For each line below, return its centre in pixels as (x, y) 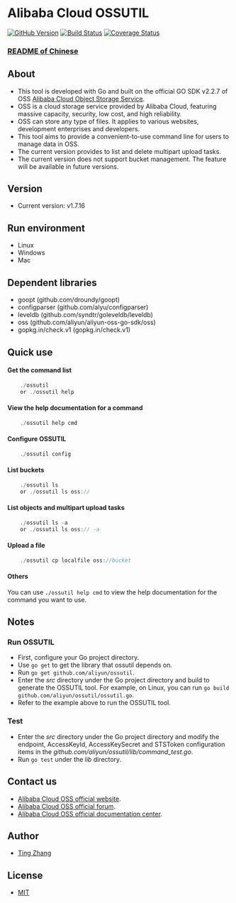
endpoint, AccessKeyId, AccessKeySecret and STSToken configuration (121, 744)
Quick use (30, 352)
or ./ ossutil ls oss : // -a (60, 529)
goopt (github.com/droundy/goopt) (69, 300)
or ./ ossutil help (47, 392)
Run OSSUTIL (31, 642)
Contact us (32, 782)
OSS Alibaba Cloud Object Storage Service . (81, 99)
